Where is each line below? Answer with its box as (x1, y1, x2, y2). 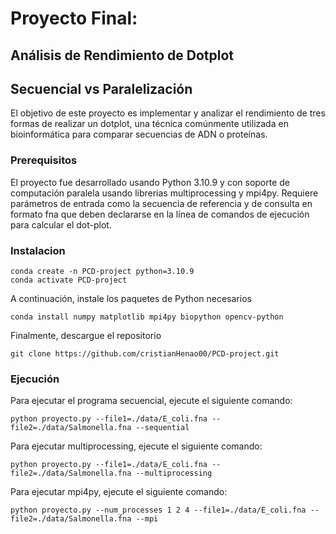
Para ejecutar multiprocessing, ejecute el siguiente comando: (10, 440, 263, 452)
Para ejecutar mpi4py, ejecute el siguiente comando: (10, 486, 228, 498)
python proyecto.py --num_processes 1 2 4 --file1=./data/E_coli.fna (10, 505, 307, 516)
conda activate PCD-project (10, 275, 128, 285)
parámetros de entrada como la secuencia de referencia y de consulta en (10, 197, 313, 209)
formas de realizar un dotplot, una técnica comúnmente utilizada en (10, 118, 289, 130)
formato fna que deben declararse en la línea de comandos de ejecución (10, 208, 310, 220)
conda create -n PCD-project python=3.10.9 (10, 266, 195, 276)
